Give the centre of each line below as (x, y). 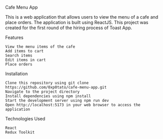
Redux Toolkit (20, 132)
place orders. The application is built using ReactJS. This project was (77, 22)
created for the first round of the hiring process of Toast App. (69, 28)
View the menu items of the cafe (40, 47)
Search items (19, 55)
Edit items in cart (26, 60)
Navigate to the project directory (43, 92)
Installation (17, 74)
